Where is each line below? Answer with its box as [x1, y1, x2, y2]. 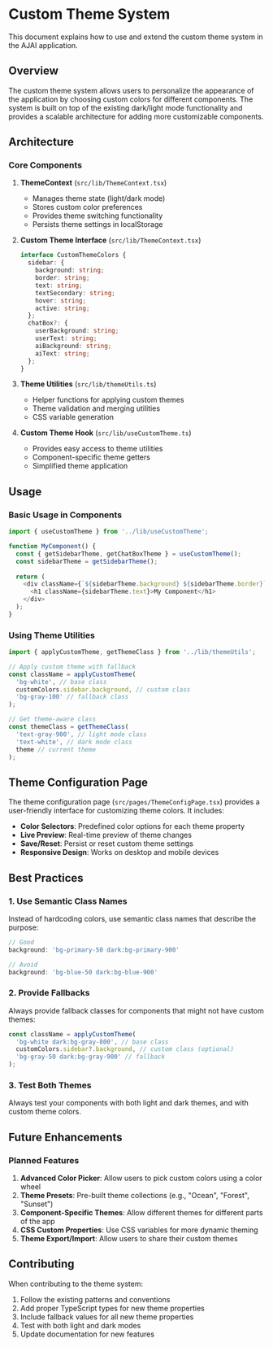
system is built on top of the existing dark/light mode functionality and [8, 102, 243, 112]
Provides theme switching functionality [32, 211, 163, 220]
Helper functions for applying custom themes [32, 395, 184, 405]
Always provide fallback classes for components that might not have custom [8, 1005, 264, 1015]
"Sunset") [19, 1199, 54, 1209]
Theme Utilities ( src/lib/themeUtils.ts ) [19, 379, 157, 389]
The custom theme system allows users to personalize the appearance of [8, 85, 254, 95]
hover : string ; [35, 296, 87, 305]
